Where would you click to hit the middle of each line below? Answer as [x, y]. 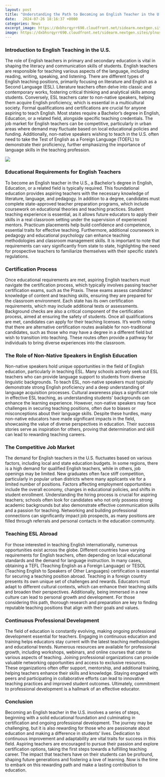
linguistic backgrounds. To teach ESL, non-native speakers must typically [79, 382]
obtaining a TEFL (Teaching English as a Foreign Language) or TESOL [75, 566]
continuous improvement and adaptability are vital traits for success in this [81, 738]
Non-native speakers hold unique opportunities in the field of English [75, 367]
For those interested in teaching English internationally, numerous [71, 544]
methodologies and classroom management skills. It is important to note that [82, 241]
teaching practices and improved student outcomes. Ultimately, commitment [82, 684]
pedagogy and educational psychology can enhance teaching [68, 235]
